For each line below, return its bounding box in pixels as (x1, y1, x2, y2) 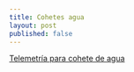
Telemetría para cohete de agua (9, 54, 125, 64)
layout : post (9, 21, 57, 30)
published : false (9, 29, 73, 38)
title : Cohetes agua (9, 12, 86, 22)
